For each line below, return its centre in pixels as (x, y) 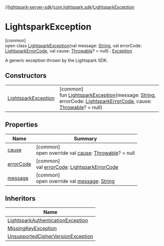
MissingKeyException (32, 228)
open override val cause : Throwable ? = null (85, 153)
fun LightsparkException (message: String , (108, 95)
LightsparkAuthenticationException (48, 221)
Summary (85, 138)
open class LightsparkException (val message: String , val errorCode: (73, 46)
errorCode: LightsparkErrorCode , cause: (105, 101)
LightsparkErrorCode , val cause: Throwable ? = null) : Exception (69, 50)
